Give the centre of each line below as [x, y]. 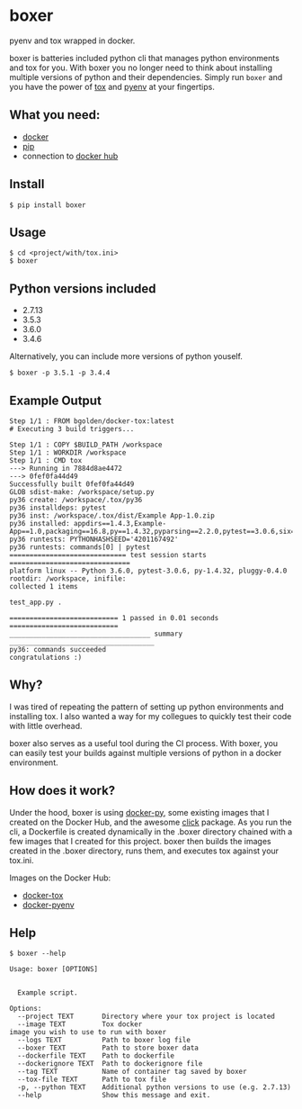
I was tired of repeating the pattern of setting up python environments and [147, 707]
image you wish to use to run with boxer [88, 1032]
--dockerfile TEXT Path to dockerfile [96, 1056]
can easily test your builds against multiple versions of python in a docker [146, 753]
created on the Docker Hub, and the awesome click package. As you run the [151, 822]
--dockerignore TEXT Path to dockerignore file [110, 1064]
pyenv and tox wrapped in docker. [72, 41]
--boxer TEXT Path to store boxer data [108, 1048]
